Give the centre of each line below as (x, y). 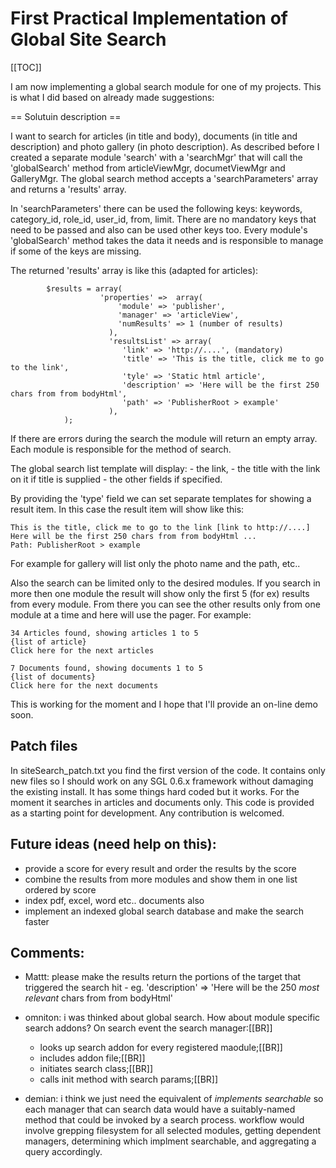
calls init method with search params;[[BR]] (129, 1079)
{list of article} (48, 642)
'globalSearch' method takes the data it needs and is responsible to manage (167, 240)
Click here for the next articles (82, 650)
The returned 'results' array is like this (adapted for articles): (134, 270)
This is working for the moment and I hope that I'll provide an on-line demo (164, 704)
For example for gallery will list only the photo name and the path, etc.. (155, 563)
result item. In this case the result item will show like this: (127, 509)
